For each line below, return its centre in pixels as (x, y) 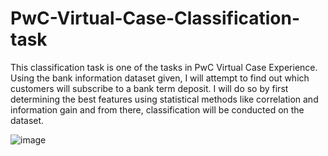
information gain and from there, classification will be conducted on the (157, 109)
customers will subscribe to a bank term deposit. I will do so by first (149, 88)
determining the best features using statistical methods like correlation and (164, 99)
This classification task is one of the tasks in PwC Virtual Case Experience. (164, 67)
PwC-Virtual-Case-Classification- (155, 18)
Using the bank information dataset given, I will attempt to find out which (160, 78)
